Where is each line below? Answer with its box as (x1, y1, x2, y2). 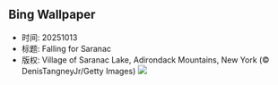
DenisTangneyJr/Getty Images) (21, 65, 136, 76)
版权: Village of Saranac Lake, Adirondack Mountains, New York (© (21, 54, 270, 65)
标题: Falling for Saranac (21, 43, 111, 54)
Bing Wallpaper (8, 7, 96, 22)
